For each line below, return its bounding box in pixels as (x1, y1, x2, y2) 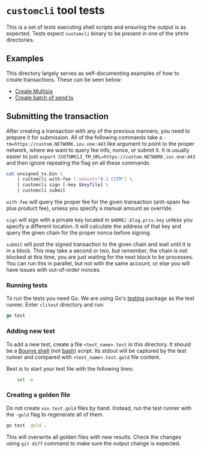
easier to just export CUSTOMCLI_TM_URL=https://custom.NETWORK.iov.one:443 (6, 152, 196, 160)
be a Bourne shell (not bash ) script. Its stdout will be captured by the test (6, 347, 187, 354)
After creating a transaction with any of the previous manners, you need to (6, 127, 190, 134)
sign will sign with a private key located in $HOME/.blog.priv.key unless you (6, 217, 193, 224)
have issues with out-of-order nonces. (6, 266, 101, 274)
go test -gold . (6, 422, 47, 428)
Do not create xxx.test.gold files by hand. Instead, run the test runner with (6, 404, 192, 412)
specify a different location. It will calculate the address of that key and (6, 223, 182, 230)
